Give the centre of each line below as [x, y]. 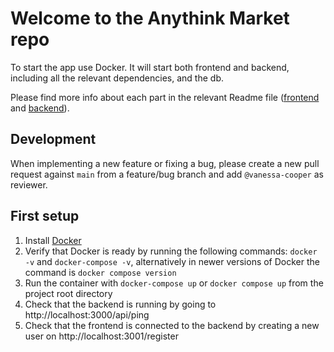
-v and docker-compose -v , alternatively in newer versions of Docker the [172, 261]
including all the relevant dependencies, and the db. [117, 78]
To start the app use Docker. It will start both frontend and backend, [150, 67]
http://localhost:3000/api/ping [87, 314]
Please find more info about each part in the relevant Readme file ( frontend [165, 97]
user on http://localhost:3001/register [101, 336]
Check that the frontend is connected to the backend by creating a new [172, 325]
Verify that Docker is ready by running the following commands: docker [171, 251]
